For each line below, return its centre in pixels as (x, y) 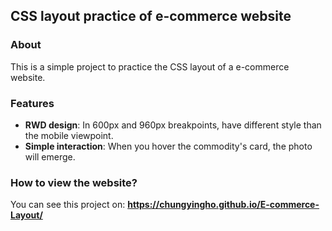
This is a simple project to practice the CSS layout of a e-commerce (150, 66)
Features (32, 103)
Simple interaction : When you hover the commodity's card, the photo (168, 146)
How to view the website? (74, 182)
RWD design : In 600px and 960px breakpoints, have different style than (173, 125)
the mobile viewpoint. (69, 135)
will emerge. (50, 156)
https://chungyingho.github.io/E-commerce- (223, 205)
